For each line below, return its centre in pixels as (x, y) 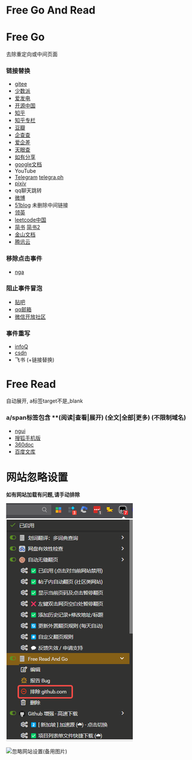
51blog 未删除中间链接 (41, 205)
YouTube (25, 171)
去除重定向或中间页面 (32, 54)
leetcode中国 (31, 220)
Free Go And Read (51, 10)
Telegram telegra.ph (39, 178)
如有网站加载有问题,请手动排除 (43, 495)
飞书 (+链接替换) (34, 360)
